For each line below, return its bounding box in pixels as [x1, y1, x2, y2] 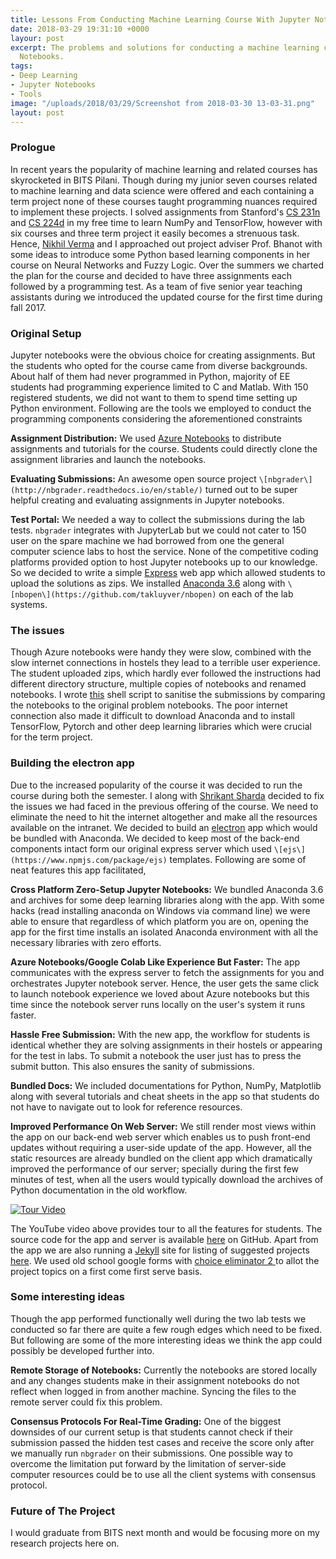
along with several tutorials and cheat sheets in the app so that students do [10, 1090, 320, 1102]
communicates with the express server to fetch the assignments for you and [10, 966, 325, 978]
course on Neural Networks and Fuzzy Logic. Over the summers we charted [10, 259, 325, 271]
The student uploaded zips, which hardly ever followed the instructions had [10, 667, 322, 680]
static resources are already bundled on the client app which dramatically [10, 1152, 313, 1164]
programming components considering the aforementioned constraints [10, 412, 303, 425]
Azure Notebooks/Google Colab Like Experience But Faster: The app [10, 956, 301, 968]
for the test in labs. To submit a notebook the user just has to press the [10, 1049, 302, 1061]
